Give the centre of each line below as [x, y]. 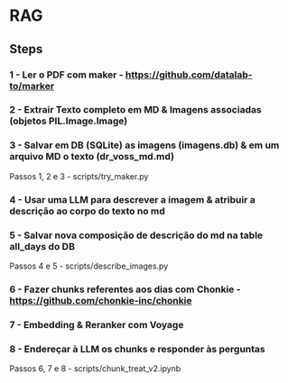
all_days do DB [42, 246]
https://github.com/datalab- [189, 75]
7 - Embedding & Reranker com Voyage [97, 324]
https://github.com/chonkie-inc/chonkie [101, 300]
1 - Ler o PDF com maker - [66, 75]
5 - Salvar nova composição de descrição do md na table [136, 235]
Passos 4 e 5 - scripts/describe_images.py [89, 266]
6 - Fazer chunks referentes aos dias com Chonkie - [125, 289]
